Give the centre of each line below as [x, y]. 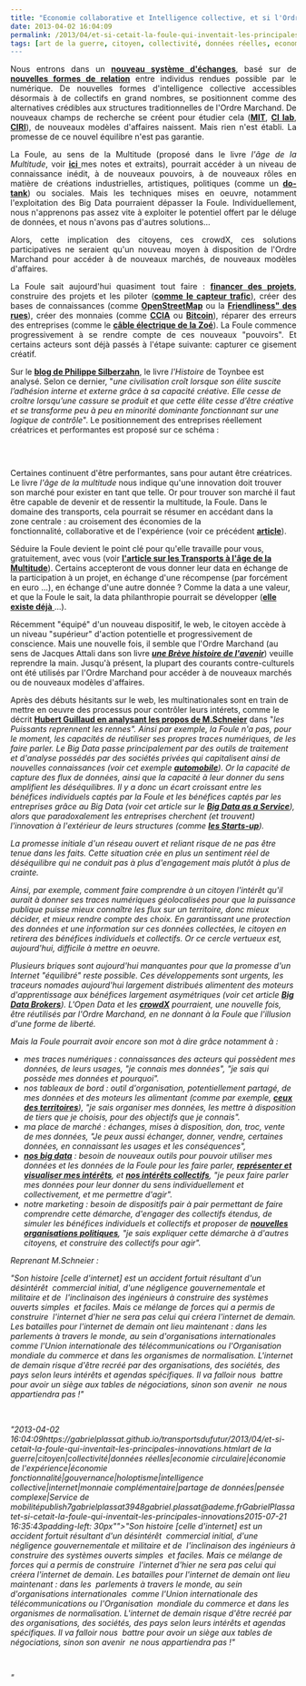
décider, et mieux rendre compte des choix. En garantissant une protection [151, 919]
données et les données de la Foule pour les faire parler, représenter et [158, 1165]
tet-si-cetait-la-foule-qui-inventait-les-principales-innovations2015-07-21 [148, 1517]
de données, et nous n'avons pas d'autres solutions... [111, 222]
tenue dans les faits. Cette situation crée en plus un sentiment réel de [140, 853]
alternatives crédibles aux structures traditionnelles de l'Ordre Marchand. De [153, 108]
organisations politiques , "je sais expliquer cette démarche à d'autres [156, 1234]
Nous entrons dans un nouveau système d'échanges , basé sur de [153, 69]
